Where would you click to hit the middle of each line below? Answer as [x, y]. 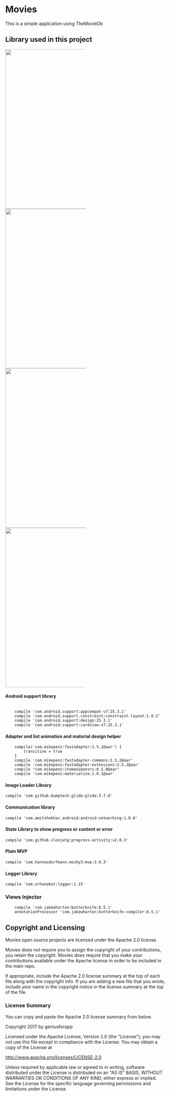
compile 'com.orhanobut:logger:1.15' [45, 884]
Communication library [30, 807]
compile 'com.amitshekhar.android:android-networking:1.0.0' [72, 818]
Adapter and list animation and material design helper [63, 736]
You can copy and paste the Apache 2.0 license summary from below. [79, 1016]
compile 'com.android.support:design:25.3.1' [64, 720]
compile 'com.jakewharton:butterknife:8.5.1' [64, 908]
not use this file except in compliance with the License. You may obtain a [81, 1042]
